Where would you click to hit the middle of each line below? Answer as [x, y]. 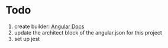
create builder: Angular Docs [49, 26]
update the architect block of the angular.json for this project [88, 32]
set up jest [27, 39]
